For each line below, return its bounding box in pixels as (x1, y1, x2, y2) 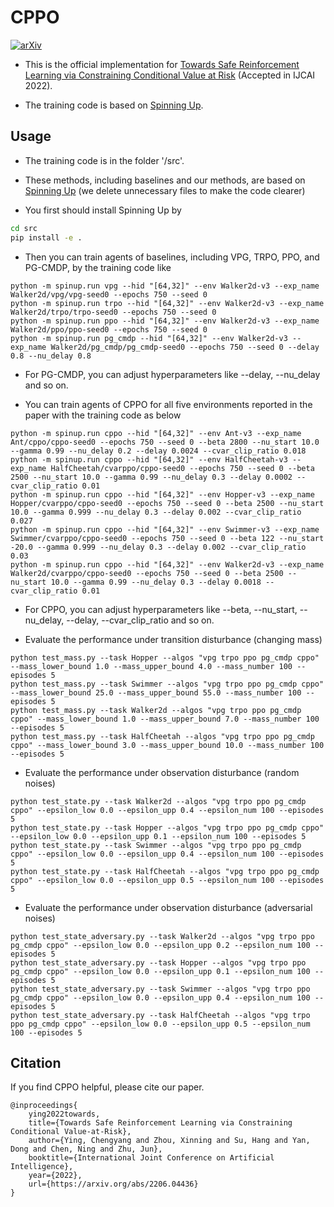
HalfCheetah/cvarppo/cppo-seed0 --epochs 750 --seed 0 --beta (50, 463, 315, 473)
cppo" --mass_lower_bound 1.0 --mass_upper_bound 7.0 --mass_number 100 (10, 714, 320, 724)
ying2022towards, (28, 1109, 101, 1120)
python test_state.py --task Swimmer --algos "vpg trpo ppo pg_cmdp (10, 840, 302, 850)
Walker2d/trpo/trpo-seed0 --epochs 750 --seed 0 (10, 307, 217, 317)
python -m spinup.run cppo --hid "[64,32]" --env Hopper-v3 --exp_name (10, 489, 315, 500)
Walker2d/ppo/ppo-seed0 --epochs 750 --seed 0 (10, 324, 208, 335)
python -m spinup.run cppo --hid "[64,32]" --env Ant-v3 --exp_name (10, 428, 302, 438)
